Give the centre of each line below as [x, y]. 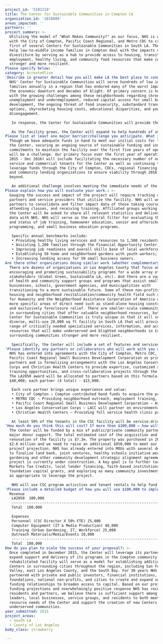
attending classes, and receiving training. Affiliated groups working [83, 209]
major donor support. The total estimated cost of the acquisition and [83, 435]
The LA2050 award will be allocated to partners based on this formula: [84, 376]
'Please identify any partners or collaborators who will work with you [80, 349]
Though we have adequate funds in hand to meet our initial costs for [82, 141]
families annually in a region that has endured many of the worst [79, 86]
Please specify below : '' [31, 69]
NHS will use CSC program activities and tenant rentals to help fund [84, 485]
